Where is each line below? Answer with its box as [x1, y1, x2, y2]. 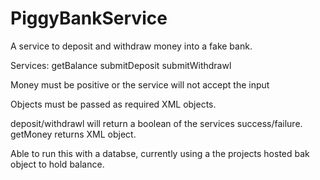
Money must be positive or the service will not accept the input [10, 78, 270, 91]
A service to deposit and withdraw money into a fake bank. [10, 40, 253, 52]
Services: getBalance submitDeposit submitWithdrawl [10, 59, 232, 71]
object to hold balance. [10, 158, 105, 170]
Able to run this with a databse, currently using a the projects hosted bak [10, 147, 310, 159]
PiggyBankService [10, 7, 168, 30]
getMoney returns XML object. [10, 128, 137, 140]
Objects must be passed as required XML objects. [10, 98, 217, 110]
